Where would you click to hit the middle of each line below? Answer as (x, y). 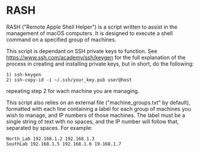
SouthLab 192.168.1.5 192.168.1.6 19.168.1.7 (64, 144)
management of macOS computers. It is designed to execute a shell (90, 33)
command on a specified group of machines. (61, 39)
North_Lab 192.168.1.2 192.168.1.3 (50, 139)
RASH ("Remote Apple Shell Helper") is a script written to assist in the (92, 27)
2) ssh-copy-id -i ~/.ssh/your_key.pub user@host (69, 80)
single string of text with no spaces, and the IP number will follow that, (93, 121)
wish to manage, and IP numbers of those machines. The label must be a (96, 115)
